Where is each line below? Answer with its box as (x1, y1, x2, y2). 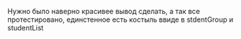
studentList (7, 23, 44, 32)
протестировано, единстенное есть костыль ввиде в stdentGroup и (7, 15, 234, 24)
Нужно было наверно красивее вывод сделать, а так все (7, 7, 200, 16)
